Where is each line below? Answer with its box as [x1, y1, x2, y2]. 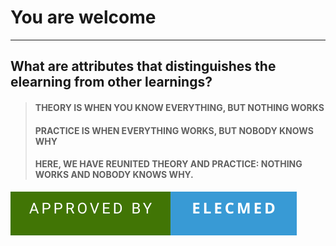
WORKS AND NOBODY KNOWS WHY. [34, 169, 194, 181]
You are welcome [10, 6, 157, 29]
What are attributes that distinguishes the [10, 58, 277, 75]
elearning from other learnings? [10, 74, 213, 91]
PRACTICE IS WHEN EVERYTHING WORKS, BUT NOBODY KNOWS [34, 124, 314, 136]
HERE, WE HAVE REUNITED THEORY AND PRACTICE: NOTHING [34, 158, 303, 170]
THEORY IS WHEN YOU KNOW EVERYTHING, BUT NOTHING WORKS [34, 101, 325, 113]
